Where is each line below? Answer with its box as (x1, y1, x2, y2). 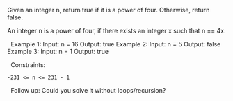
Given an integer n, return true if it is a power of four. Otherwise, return (7, 6, 210, 14)
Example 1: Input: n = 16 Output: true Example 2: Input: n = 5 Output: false (10, 40, 221, 48)
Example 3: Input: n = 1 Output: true (7, 48, 109, 55)
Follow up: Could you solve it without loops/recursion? (10, 86, 166, 94)
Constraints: (10, 61, 46, 68)
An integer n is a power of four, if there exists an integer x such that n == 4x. (7, 27, 226, 35)
